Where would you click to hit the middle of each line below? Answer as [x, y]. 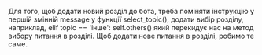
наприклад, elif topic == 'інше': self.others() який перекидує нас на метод [131, 27]
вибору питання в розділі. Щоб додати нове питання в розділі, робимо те [131, 36]
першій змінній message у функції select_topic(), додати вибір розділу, [126, 19]
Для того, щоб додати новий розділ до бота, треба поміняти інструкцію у [131, 11]
